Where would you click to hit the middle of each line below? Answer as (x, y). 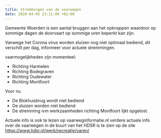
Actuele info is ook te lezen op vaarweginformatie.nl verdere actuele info (78, 120)
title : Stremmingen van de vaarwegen (43, 9)
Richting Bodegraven (33, 71)
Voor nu (13, 91)
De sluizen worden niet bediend (44, 106)
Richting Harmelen (31, 66)
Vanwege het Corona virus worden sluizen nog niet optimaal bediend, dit (78, 42)
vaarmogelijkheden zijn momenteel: (40, 57)
